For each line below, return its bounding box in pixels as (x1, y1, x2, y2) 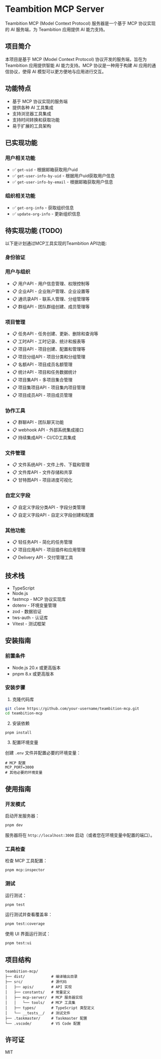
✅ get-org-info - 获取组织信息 (12, 205, 74, 210)
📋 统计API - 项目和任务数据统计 (12, 369, 77, 375)
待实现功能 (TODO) (5, 226, 63, 235)
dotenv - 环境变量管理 (12, 602, 57, 608)
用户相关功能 (5, 154, 36, 161)
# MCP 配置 (5, 761, 26, 765)
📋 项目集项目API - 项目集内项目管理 (12, 384, 86, 390)
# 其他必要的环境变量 (5, 770, 43, 775)
